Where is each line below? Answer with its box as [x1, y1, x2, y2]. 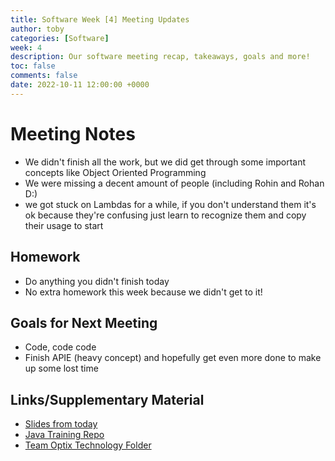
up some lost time [24, 362, 99, 375]
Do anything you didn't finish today [24, 275, 170, 287]
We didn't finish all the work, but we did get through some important [24, 156, 307, 168]
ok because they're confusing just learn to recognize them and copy [24, 209, 307, 221]
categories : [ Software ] [10, 33, 110, 43]
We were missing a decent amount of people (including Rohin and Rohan [24, 177, 325, 189]
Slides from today [24, 418, 98, 430]
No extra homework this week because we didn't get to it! [24, 286, 263, 298]
